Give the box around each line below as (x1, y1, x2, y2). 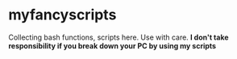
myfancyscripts (8, 6, 117, 24)
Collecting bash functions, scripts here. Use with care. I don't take (8, 32, 229, 42)
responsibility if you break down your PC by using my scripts (8, 40, 216, 50)
